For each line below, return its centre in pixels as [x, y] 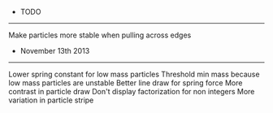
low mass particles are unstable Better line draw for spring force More [126, 83]
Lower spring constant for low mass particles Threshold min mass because [134, 74]
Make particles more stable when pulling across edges [100, 35]
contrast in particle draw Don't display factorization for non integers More [132, 91]
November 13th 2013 [55, 51]
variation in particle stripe [51, 100]
